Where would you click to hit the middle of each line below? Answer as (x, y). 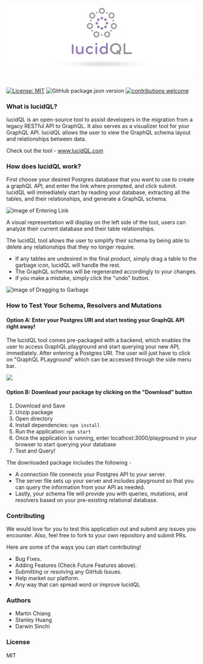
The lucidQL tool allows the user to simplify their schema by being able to (98, 241)
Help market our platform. (47, 578)
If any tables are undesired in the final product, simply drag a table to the (106, 259)
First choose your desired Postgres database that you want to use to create (100, 179)
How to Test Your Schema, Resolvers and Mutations (84, 306)
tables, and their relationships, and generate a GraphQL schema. (87, 199)
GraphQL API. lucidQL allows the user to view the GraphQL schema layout (98, 133)
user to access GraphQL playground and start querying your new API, (93, 346)
